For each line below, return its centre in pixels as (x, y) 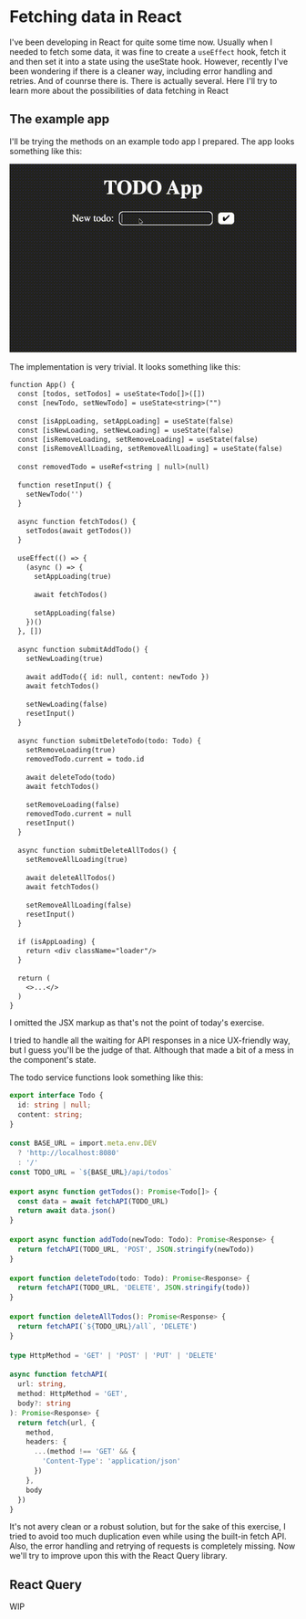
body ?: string (44, 1403)
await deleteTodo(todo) (71, 777)
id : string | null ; (55, 1105)
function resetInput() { (65, 485)
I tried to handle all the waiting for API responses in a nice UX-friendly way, (150, 1040)
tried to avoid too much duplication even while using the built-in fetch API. (148, 1537)
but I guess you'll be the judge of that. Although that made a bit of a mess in (152, 1050)
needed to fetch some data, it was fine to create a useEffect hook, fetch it (148, 51)
